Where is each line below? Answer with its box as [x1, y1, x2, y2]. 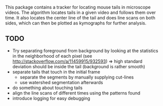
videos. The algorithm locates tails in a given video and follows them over [5, 9, 156, 15]
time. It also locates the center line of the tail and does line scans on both [5, 15, 156, 20]
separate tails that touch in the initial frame [12, 69, 101, 75]
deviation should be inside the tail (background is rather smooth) [12, 63, 146, 69]
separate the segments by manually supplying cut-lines [19, 74, 134, 80]
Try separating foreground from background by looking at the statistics [12, 47, 159, 54]
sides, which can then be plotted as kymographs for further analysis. [5, 20, 147, 26]
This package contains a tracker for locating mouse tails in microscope [5, 4, 151, 10]
